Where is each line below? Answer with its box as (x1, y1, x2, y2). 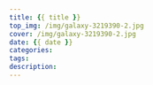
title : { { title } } (9, 12, 81, 22)
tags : (9, 54, 29, 63)
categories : (9, 46, 53, 55)
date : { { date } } (9, 37, 73, 47)
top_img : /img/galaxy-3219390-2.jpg (9, 21, 144, 30)
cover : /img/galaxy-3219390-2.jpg (9, 29, 137, 38)
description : (9, 63, 57, 72)
